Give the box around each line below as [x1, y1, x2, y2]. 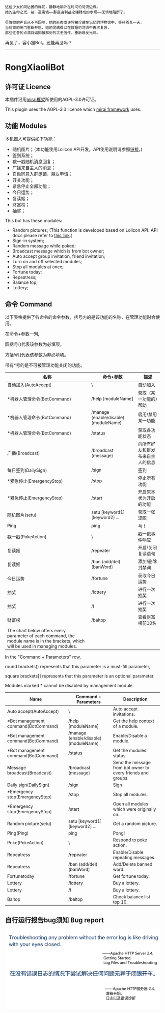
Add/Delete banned [112, 861, 153, 867]
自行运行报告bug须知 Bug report [5, 916, 104, 924]
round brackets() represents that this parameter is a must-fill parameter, [5, 664, 151, 670]
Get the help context [112, 718, 155, 724]
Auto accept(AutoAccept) [7, 708, 59, 714]
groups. [112, 775, 129, 781]
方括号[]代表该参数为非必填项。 [5, 351, 69, 358]
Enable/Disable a [112, 733, 147, 738]
